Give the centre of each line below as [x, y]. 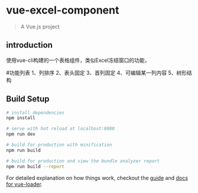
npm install [21, 118]
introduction [30, 45]
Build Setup [28, 99]
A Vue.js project [40, 27]
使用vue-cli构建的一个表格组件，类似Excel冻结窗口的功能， [78, 60]
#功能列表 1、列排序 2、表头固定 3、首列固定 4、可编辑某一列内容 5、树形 [97, 73]
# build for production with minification [59, 145]
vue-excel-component [63, 10]
